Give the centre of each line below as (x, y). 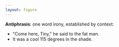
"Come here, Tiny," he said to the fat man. (56, 33)
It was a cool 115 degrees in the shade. (52, 39)
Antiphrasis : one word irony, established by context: (60, 24)
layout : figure (21, 10)
